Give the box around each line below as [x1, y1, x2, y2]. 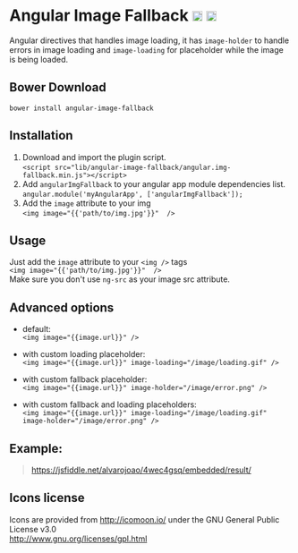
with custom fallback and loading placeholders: [21, 399, 197, 410]
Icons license [9, 490, 85, 506]
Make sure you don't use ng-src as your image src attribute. [9, 274, 231, 285]
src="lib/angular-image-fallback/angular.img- [55, 163, 232, 172]
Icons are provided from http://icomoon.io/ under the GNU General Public [9, 514, 280, 524]
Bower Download [9, 80, 106, 95]
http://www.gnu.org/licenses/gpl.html [9, 533, 148, 544]
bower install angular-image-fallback [9, 104, 154, 113]
